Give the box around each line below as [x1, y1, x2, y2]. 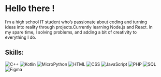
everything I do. [5, 34, 36, 40]
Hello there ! [5, 3, 55, 14]
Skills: [5, 48, 24, 57]
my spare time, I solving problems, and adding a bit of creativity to [5, 29, 137, 35]
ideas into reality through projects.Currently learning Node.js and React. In [5, 24, 153, 30]
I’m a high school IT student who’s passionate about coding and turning [5, 19, 147, 25]
